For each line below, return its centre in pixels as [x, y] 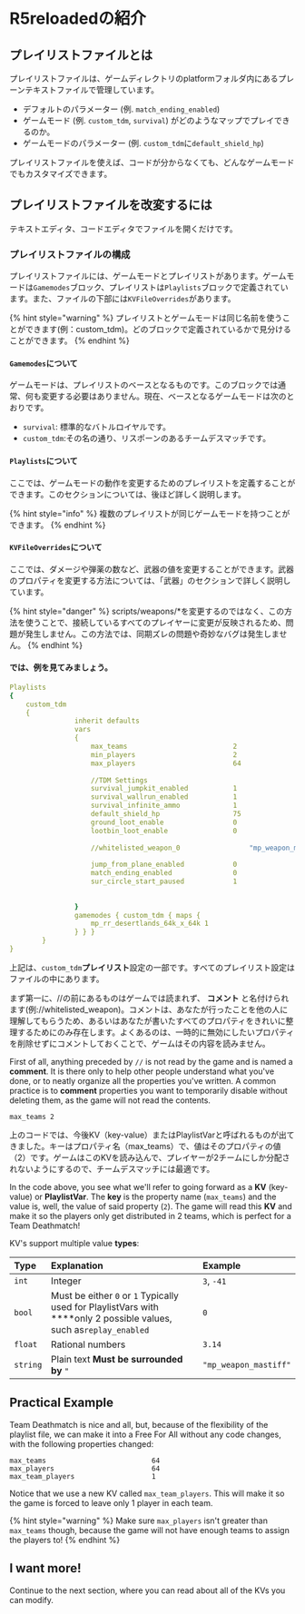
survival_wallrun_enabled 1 [164, 797]
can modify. [32, 1599]
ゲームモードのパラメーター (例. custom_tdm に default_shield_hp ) [143, 143]
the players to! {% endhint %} [65, 1540]
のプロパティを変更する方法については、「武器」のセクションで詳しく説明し [150, 580]
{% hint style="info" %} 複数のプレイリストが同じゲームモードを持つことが [150, 513]
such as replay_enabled [100, 1329]
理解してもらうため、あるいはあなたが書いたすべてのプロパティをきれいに [148, 1020]
